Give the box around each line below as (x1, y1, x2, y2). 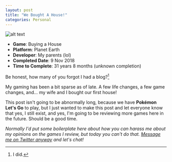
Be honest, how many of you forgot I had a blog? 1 (5, 73, 110, 80)
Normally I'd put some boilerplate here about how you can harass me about (5, 125, 166, 132)
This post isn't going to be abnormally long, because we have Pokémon (5, 99, 157, 105)
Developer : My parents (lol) (12, 52, 72, 58)
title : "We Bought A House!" (5, 12, 68, 17)
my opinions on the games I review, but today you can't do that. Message (5, 131, 161, 137)
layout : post (5, 7, 33, 13)
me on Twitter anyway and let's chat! (5, 137, 84, 143)
